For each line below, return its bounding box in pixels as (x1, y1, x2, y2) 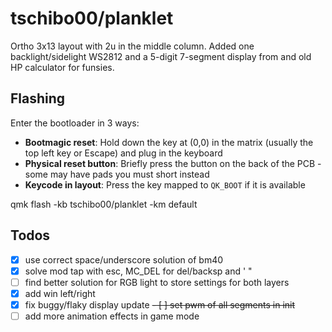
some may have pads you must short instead (24, 168, 210, 180)
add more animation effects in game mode (24, 310, 200, 322)
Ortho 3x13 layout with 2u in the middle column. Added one (10, 40, 255, 52)
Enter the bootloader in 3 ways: (10, 117, 140, 129)
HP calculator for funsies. (10, 61, 115, 73)
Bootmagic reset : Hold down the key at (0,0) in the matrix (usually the (24, 136, 314, 148)
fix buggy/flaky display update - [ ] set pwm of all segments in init (24, 298, 296, 311)
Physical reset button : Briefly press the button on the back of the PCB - (24, 157, 322, 169)
